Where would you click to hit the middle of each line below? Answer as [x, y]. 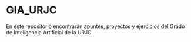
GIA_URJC [31, 10]
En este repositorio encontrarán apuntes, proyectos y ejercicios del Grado [95, 26]
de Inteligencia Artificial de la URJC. [50, 32]
